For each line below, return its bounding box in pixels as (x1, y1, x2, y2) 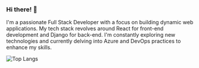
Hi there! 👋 (6, 5, 38, 14)
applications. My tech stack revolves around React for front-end (6, 25, 164, 32)
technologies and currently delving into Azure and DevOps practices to (6, 38, 181, 45)
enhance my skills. (6, 44, 52, 51)
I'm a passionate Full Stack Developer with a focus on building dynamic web (6, 19, 194, 26)
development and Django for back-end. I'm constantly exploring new (6, 31, 176, 38)
